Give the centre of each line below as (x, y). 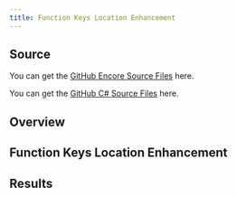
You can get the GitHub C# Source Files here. (94, 94)
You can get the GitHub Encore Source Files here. (102, 76)
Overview (38, 122)
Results (31, 183)
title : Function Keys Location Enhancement (93, 18)
